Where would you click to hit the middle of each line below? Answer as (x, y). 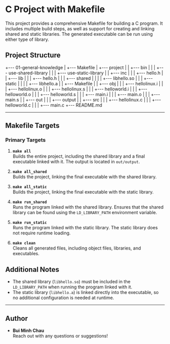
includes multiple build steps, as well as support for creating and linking (80, 28)
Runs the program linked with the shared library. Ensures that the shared (88, 207)
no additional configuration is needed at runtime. (63, 298)
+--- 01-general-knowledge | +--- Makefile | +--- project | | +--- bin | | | (80, 67)
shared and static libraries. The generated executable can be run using (79, 34)
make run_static (30, 223)
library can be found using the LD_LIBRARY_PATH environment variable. (85, 213)
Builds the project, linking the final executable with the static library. (83, 192)
